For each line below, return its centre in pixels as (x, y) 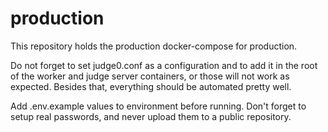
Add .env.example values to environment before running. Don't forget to (158, 106)
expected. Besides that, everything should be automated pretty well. (151, 86)
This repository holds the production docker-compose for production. (154, 46)
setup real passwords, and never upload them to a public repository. (151, 116)
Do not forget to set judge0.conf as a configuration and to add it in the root (164, 65)
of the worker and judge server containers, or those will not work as (150, 76)
